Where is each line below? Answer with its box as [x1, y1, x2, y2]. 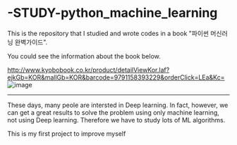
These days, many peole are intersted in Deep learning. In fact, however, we [7, 101, 229, 109]
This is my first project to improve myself [7, 129, 126, 138]
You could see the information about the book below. [7, 51, 161, 61]
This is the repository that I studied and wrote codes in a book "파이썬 [7, 29, 209, 37]
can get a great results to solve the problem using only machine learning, [7, 108, 220, 117]
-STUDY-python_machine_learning [7, 5, 218, 21]
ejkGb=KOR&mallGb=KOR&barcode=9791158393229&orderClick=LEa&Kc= [7, 72, 225, 82]
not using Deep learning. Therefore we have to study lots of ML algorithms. [7, 115, 226, 124]
